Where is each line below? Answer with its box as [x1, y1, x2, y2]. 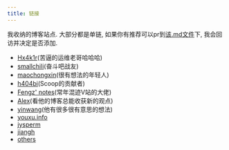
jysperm [17, 120, 41, 129]
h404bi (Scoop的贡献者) [17, 79, 85, 87]
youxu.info [17, 113, 48, 121]
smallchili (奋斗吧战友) [17, 62, 79, 70]
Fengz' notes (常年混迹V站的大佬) [17, 88, 112, 96]
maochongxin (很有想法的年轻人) [17, 71, 109, 79]
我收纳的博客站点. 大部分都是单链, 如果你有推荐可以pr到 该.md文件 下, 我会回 [7, 30, 223, 38]
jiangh [17, 127, 35, 135]
